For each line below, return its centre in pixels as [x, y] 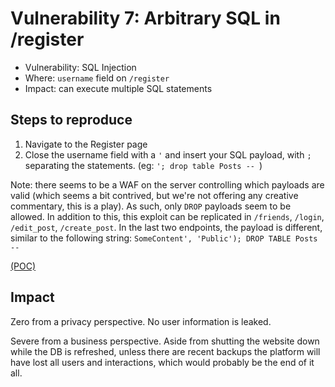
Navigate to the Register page [86, 144]
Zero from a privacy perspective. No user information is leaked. [141, 321]
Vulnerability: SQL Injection [80, 67]
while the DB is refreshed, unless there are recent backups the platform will [165, 351]
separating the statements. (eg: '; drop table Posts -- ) [143, 165]
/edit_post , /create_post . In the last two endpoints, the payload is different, [166, 227]
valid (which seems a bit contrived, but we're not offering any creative [154, 195]
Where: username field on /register [97, 78]
